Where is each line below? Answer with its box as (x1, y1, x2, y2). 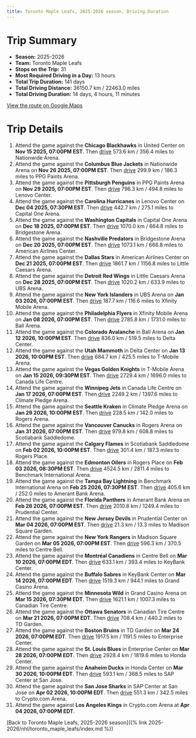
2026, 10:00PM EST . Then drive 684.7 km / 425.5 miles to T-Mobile (15, 353, 179, 360)
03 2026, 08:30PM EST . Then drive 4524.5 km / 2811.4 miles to (15, 465, 170, 472)
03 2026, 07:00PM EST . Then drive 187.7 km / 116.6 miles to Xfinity (15, 297, 177, 304)
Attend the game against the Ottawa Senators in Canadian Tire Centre (15, 608, 185, 615)
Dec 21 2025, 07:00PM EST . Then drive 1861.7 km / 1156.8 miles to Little (15, 260, 189, 267)
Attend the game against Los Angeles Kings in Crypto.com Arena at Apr (15, 701, 190, 708)
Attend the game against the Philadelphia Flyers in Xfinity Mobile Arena (15, 310, 188, 317)
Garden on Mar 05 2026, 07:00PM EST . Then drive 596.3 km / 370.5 (15, 540, 181, 547)
